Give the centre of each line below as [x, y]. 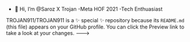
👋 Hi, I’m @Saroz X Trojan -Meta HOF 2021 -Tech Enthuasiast [89, 9]
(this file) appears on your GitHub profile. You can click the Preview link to [95, 27]
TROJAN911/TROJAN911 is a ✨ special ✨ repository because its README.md [95, 20]
